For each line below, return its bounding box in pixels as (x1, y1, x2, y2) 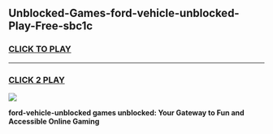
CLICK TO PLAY (8, 44, 71, 55)
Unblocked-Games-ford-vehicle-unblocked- (8, 6, 240, 20)
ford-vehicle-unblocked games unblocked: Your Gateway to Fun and (8, 107, 245, 117)
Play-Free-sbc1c (8, 19, 93, 33)
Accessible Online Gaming (8, 116, 100, 126)
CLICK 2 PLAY (8, 74, 65, 85)
